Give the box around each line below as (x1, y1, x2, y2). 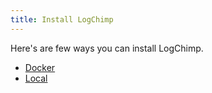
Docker (24, 61, 56, 73)
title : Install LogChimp (10, 14, 114, 25)
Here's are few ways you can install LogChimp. (10, 42, 204, 54)
